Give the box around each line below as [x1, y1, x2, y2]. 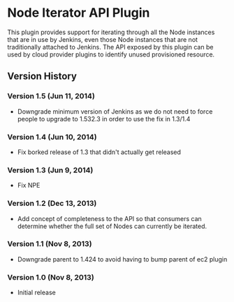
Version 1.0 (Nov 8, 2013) [7, 272, 94, 282]
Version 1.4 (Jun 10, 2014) [7, 132, 97, 142]
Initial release [17, 288, 56, 297]
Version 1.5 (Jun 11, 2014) [7, 91, 96, 101]
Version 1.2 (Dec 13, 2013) [7, 199, 97, 209]
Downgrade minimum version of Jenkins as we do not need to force [17, 107, 213, 116]
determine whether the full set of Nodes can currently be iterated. [17, 222, 207, 230]
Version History [7, 70, 77, 82]
